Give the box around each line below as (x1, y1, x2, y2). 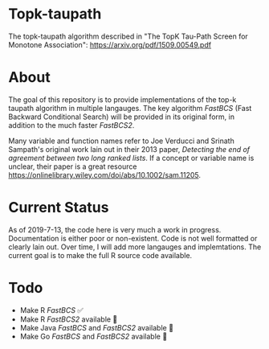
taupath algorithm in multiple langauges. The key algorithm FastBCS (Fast (8, 103, 252, 113)
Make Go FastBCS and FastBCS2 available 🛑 (19, 331, 168, 341)
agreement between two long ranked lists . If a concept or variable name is (8, 153, 255, 162)
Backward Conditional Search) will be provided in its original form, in (8, 112, 235, 121)
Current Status (8, 199, 109, 217)
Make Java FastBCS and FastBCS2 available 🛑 (19, 322, 174, 332)
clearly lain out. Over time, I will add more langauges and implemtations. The (8, 242, 262, 252)
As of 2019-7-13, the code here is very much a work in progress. (8, 224, 222, 234)
